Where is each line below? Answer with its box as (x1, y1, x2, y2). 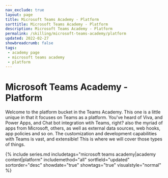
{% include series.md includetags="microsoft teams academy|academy (5, 151, 156, 158)
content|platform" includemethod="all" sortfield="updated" (5, 157, 130, 163)
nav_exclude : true (5, 7, 44, 13)
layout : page (5, 12, 33, 17)
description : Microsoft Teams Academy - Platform (5, 26, 113, 32)
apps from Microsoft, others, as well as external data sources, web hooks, (5, 125, 161, 131)
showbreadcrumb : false (5, 41, 53, 46)
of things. (5, 141, 25, 147)
